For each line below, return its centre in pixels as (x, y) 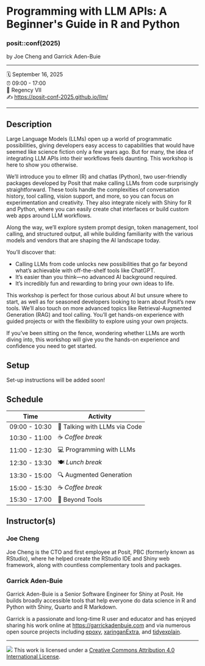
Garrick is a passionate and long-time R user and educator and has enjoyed (101, 618)
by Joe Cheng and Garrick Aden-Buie (54, 57)
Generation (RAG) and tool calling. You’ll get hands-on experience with (95, 315)
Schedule (25, 399)
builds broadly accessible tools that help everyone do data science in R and (101, 600)
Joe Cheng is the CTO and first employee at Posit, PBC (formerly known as (101, 552)
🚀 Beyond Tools (80, 499)
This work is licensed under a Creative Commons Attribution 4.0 (94, 650)
